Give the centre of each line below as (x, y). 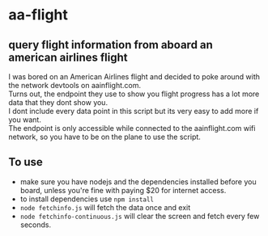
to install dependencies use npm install (87, 199)
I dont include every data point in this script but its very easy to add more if (134, 111)
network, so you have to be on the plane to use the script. (104, 137)
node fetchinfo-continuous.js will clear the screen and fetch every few (140, 216)
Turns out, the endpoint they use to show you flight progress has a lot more (134, 94)
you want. (25, 120)
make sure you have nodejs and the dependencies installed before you (138, 181)
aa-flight (38, 15)
